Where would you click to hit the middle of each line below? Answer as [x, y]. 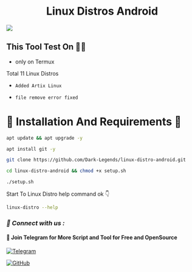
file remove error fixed [46, 98]
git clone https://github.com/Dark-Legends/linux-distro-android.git [96, 160]
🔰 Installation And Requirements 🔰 [94, 122]
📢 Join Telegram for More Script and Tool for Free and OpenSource [92, 238]
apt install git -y [31, 149]
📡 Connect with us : [36, 223]
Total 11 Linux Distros [33, 73]
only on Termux [35, 62]
